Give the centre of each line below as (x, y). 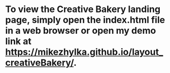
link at (18, 42)
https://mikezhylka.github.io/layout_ (84, 52)
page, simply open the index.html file (85, 20)
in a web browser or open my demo (81, 31)
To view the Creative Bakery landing (83, 9)
